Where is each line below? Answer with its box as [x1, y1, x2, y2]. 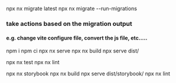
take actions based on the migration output [6, 19, 132, 28]
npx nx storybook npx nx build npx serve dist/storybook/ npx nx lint [6, 70, 170, 77]
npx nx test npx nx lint [6, 59, 60, 66]
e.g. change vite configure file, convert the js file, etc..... [6, 34, 148, 41]
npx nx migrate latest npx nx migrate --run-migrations [6, 5, 138, 12]
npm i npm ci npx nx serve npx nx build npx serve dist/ [6, 47, 139, 55]
